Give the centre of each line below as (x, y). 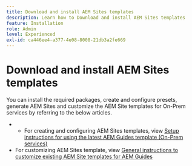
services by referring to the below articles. (59, 112)
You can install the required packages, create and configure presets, (92, 99)
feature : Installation (35, 23)
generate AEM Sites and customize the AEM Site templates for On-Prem (96, 106)
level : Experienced (31, 35)
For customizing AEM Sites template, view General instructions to (97, 150)
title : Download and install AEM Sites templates (70, 12)
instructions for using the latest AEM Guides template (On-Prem (104, 137)
